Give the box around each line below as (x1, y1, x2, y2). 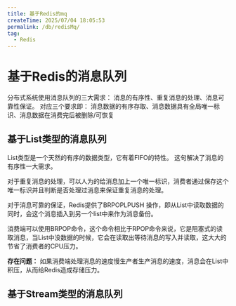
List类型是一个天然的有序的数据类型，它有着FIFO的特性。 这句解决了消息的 (7, 153, 224, 161)
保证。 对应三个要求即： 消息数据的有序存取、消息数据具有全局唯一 (19, 102, 214, 111)
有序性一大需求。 (7, 162, 57, 171)
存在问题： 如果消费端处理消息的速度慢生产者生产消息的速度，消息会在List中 (7, 257, 229, 265)
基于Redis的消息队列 (7, 69, 127, 85)
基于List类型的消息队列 (7, 133, 107, 145)
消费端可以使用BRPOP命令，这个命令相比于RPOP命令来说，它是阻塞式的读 (7, 224, 223, 232)
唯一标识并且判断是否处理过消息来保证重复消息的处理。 (7, 185, 167, 194)
